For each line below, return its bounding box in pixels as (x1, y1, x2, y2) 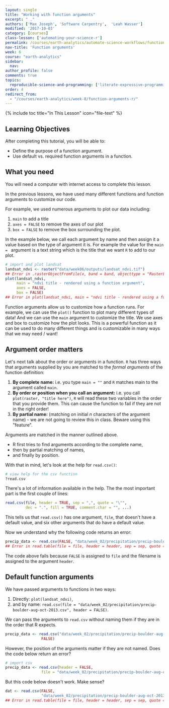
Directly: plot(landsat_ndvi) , (12, 596, 73, 602)
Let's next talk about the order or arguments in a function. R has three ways (5, 359, 161, 365)
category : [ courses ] (5, 31, 49, 36)
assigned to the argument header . (5, 558, 74, 564)
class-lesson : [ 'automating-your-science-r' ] (5, 36, 102, 41)
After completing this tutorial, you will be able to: (5, 138, 106, 144)
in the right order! (12, 406, 49, 412)
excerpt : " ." (5, 17, 35, 22)
